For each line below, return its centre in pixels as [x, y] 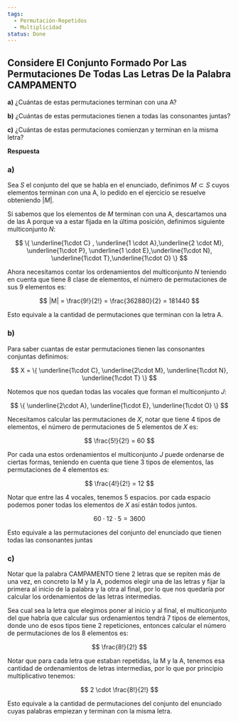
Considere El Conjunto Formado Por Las [97, 62]
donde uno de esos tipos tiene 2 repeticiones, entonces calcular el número [117, 625]
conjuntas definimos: [38, 356]
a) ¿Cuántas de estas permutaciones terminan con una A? [92, 102]
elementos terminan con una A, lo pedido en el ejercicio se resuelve [107, 192]
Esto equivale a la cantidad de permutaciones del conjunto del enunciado [115, 703]
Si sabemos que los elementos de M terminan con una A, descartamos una [117, 214]
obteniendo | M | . [31, 200]
